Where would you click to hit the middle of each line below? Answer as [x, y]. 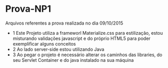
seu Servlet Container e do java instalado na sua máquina [73, 60]
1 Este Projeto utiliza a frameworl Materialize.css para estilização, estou [88, 33]
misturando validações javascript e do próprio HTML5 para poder [81, 38]
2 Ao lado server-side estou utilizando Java [58, 49]
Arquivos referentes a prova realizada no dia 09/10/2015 [64, 23]
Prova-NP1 [28, 9]
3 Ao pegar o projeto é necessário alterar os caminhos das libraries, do [87, 55]
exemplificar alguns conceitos [44, 43]
